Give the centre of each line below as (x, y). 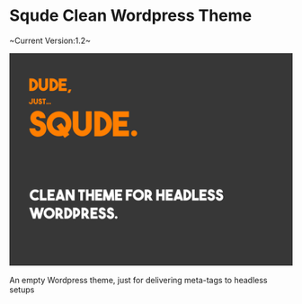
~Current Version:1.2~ (50, 40)
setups (22, 290)
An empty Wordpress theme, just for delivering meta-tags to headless (138, 280)
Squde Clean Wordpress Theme (131, 16)
